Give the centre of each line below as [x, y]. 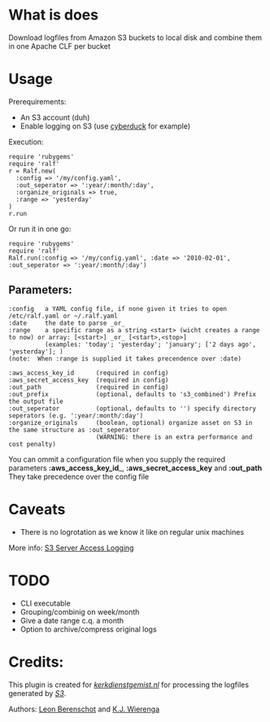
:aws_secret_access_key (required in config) [89, 380]
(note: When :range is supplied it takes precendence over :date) [125, 359]
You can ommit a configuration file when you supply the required [117, 459]
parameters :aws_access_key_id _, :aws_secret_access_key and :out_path [135, 468]
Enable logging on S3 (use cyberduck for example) [105, 126]
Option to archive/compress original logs [88, 629]
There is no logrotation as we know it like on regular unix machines [132, 532]
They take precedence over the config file [78, 476]
